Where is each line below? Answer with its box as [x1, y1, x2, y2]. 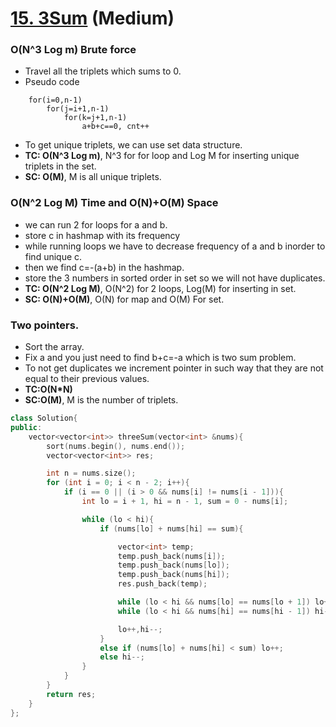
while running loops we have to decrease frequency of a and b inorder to [24, 240, 326, 252]
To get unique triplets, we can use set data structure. [24, 139, 243, 151]
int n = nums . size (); [46, 468, 137, 479]
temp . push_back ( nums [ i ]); [117, 551, 226, 561]
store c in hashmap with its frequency [24, 229, 181, 241]
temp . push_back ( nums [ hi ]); [117, 570, 230, 580]
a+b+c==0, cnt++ [81, 122, 150, 132]
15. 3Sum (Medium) [10, 7, 175, 30]
